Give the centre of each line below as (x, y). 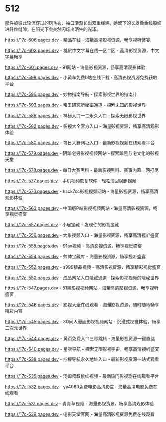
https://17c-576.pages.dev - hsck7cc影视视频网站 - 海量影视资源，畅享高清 (82, 191)
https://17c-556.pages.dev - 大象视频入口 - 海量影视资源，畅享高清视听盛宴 (82, 235)
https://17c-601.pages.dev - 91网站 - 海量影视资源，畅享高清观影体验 (75, 67)
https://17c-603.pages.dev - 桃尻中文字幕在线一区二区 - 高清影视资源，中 (80, 50)
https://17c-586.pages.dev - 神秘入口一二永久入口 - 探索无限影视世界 (76, 115)
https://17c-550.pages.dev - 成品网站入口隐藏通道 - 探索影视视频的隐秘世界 (82, 277)
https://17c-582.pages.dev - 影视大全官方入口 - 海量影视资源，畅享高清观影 (82, 126)
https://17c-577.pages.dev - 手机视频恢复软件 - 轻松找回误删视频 (71, 180)
